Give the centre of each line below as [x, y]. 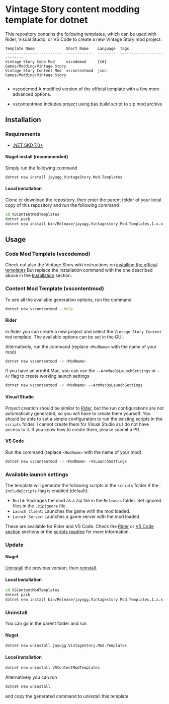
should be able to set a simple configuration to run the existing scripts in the [84, 419]
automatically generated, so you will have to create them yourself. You [78, 413]
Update [14, 545]
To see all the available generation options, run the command [68, 300]
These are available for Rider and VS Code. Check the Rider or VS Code [80, 526]
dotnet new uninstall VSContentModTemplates [53, 668]
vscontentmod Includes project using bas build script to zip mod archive [87, 104]
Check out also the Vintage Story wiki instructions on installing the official [81, 265]
